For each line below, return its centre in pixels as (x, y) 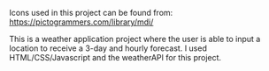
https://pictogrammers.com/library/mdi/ (81, 22)
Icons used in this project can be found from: (91, 13)
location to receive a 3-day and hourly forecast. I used (108, 48)
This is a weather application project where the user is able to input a (135, 39)
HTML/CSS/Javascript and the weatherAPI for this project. (115, 57)
